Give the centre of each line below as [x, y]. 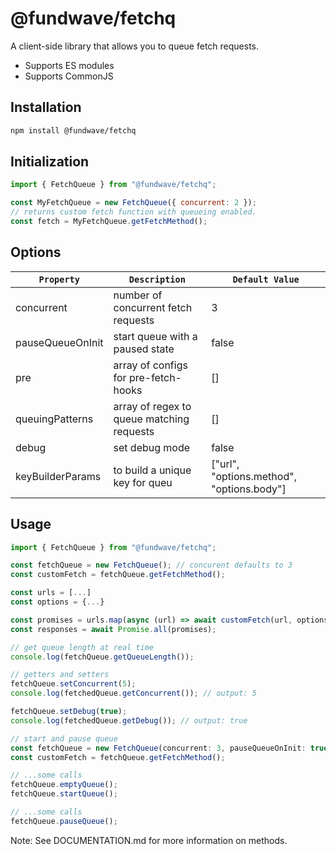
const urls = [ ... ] [51, 593]
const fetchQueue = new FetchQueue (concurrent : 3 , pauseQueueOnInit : [158, 748]
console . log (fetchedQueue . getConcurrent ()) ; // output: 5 [133, 693]
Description [157, 279]
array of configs [150, 365]
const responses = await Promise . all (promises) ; [113, 629]
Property [59, 279]
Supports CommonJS [69, 76]
